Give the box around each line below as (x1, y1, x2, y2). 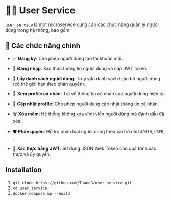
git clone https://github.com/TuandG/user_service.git (12, 180, 132, 185)
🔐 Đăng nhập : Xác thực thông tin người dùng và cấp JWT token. (12, 65, 148, 71)
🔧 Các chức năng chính (5, 42, 81, 51)
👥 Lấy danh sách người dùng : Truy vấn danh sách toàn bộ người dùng (12, 75, 161, 81)
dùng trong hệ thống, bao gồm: (5, 27, 71, 33)
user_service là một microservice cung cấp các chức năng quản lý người (5, 21, 159, 28)
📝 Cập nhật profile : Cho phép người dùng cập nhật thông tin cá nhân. (12, 100, 159, 107)
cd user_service (12, 186, 47, 191)
